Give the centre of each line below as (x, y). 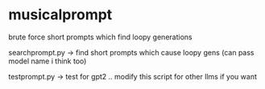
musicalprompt (60, 15)
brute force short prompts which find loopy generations (100, 37)
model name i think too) (48, 61)
